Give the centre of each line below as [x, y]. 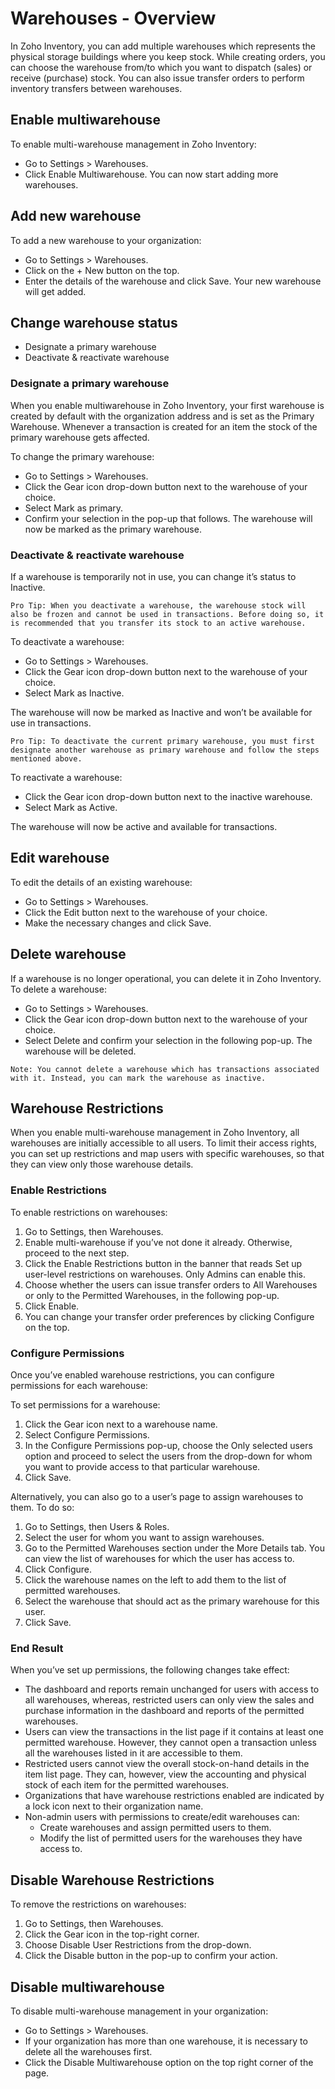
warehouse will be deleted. [80, 1051]
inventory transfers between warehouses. [96, 88]
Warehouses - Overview [113, 18]
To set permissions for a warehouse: [85, 1405]
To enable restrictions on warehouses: [89, 1212]
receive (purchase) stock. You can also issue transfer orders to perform [157, 78]
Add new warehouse [76, 216]
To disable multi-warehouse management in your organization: [139, 2011]
